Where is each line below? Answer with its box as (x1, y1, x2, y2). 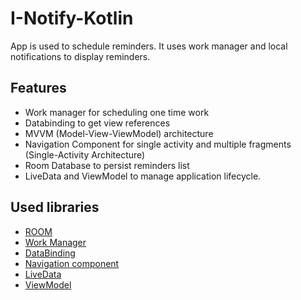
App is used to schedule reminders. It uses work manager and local (10, 40, 288, 52)
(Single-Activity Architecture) (24, 148, 146, 161)
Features (10, 80, 67, 97)
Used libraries (10, 199, 100, 216)
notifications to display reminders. (10, 50, 151, 62)
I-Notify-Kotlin (10, 7, 134, 30)
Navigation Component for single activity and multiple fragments (24, 138, 292, 150)
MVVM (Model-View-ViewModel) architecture (24, 127, 214, 139)
